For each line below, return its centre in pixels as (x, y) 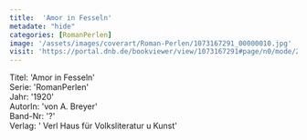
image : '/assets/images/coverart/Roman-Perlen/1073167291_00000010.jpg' (151, 43)
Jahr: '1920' (32, 97)
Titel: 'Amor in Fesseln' (53, 77)
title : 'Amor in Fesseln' (61, 18)
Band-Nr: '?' (32, 116)
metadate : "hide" (42, 26)
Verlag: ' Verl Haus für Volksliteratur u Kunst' (94, 126)
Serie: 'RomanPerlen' (49, 87)
